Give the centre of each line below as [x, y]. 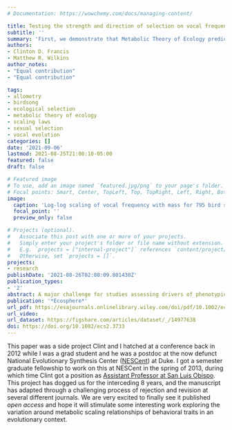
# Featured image [32, 179]
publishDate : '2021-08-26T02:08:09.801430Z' [72, 275]
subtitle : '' [26, 32]
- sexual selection [35, 128]
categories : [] [29, 141]
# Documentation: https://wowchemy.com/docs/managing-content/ [100, 13]
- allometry [24, 96]
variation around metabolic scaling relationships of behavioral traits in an [110, 412]
